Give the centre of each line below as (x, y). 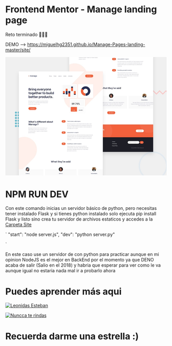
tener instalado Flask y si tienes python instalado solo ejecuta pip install (81, 214)
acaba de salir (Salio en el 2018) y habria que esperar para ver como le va (83, 265)
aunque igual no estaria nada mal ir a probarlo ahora (60, 271)
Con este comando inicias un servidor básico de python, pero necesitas (81, 208)
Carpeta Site (18, 225)
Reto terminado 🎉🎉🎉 (27, 34)
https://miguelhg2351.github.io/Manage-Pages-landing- (86, 44)
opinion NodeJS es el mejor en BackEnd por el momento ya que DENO (80, 260)
